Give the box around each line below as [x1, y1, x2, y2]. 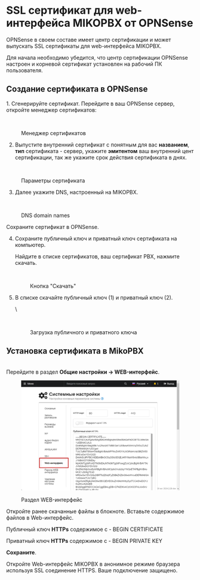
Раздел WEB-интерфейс [21, 496, 82, 503]
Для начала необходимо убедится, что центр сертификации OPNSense [6, 54, 188, 61]
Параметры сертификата [21, 177, 85, 184]
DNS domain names [21, 212, 70, 219]
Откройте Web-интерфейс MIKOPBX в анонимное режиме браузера [6, 560, 180, 567]
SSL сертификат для [6, 4, 113, 17]
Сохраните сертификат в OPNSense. [6, 223, 100, 230]
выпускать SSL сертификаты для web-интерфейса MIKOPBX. [6, 42, 162, 50]
